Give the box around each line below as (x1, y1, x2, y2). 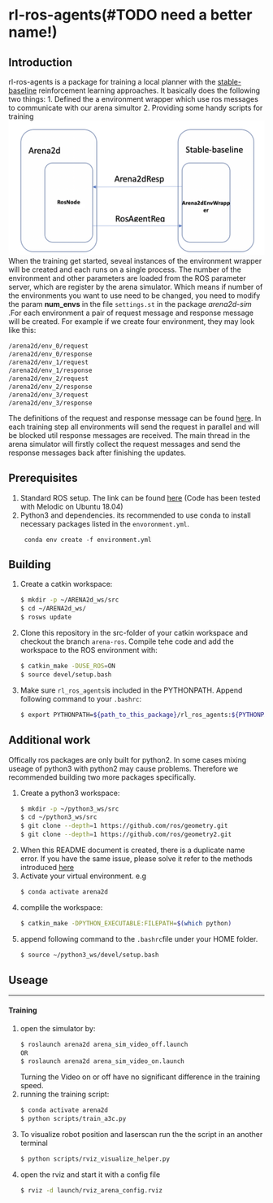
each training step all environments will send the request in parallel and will (8, 422, 260, 431)
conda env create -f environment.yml (24, 536, 152, 544)
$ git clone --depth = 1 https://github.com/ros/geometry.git (19, 822, 228, 830)
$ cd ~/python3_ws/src (19, 813, 97, 821)
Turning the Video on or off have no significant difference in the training (19, 1072, 261, 1082)
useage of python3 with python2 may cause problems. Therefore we (8, 763, 239, 773)
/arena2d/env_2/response (8, 383, 93, 391)
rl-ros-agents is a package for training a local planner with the (8, 77, 216, 86)
